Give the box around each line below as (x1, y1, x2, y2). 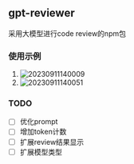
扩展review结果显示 (19, 137, 85, 146)
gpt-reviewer (8, 6, 75, 20)
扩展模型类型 (19, 147, 62, 157)
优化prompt (19, 117, 58, 126)
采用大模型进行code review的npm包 (8, 28, 126, 38)
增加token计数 (19, 127, 67, 137)
